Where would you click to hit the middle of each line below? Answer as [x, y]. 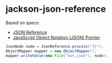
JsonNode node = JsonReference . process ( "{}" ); [55, 46]
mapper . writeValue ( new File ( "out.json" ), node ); [57, 56]
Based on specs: [23, 23]
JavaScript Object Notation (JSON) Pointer [56, 37]
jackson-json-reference [56, 9]
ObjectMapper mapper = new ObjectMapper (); [51, 51]
